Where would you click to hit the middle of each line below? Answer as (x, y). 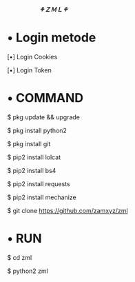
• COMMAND (45, 98)
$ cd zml (20, 257)
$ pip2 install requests (39, 183)
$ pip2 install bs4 (32, 170)
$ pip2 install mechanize (42, 197)
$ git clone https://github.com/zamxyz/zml (68, 210)
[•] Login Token (29, 70)
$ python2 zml (28, 271)
